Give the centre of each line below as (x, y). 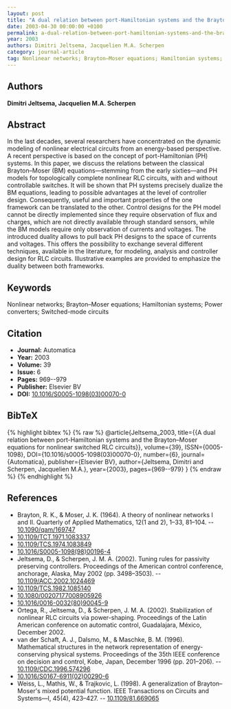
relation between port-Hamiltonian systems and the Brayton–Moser (102, 440)
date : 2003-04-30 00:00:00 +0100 (55, 26)
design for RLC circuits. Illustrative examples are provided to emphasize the (114, 259)
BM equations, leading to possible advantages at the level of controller (107, 193)
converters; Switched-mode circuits (58, 312)
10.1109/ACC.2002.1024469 (56, 581)
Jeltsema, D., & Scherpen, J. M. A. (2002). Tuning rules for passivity (113, 559)
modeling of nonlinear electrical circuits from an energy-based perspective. (114, 148)
